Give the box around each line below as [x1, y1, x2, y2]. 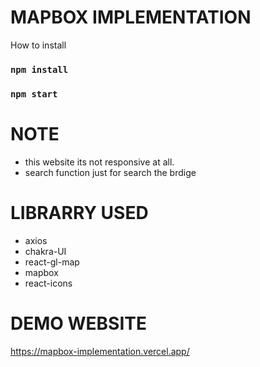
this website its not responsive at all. [24, 156, 175, 168]
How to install [10, 39, 67, 51]
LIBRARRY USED [10, 201, 149, 224]
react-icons [24, 277, 73, 289]
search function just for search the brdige [24, 166, 197, 178]
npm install [10, 64, 69, 75]
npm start [10, 88, 58, 100]
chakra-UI [24, 245, 67, 257]
